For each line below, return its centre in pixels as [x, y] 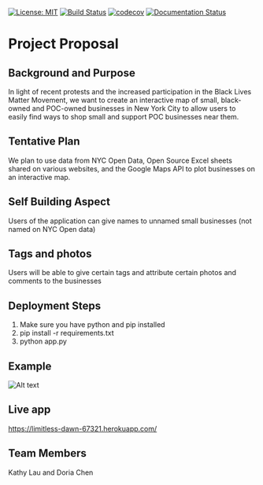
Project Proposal [64, 44]
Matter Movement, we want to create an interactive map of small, [114, 100]
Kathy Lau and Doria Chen [51, 472]
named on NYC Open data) [52, 229]
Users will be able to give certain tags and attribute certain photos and [122, 273]
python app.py [43, 341]
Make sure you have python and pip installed [92, 325]
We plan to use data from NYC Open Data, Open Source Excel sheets [120, 160]
